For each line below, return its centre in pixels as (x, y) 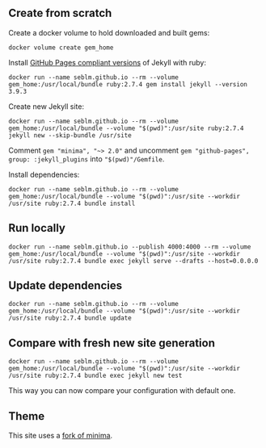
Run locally (37, 228)
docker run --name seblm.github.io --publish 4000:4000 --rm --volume (130, 247)
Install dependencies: (44, 174)
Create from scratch (60, 13)
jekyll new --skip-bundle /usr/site (70, 135)
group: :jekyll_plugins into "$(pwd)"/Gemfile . (87, 159)
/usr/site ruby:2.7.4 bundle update (70, 318)
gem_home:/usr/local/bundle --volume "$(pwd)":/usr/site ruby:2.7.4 (126, 128)
